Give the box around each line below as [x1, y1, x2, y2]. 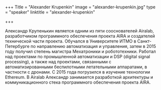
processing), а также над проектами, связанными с [5, 59, 112, 64]
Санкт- [137, 38, 152, 44]
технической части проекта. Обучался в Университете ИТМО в [5, 38, 137, 44]
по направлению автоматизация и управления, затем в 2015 [31, 44, 156, 49]
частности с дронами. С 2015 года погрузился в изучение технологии [5, 69, 150, 75]
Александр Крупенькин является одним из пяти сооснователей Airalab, [5, 28, 154, 33]
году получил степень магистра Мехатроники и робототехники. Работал [5, 48, 156, 54]
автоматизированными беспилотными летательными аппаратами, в [5, 64, 147, 70]
